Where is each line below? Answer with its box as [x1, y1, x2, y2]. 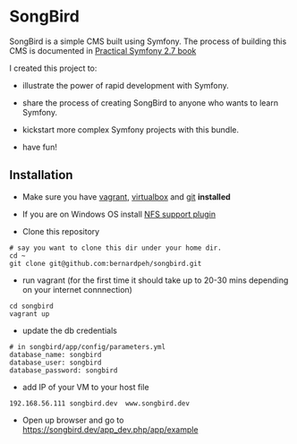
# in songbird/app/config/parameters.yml [9, 342, 166, 351]
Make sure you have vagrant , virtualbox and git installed [21, 191, 231, 202]
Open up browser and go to [21, 414, 124, 425]
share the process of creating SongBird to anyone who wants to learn [21, 97, 279, 108]
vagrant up [9, 309, 50, 319]
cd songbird [9, 302, 54, 311]
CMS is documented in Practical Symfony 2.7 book [9, 45, 197, 55]
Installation [9, 167, 73, 183]
